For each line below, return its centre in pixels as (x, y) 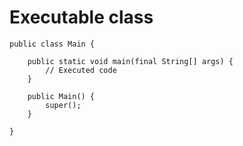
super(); (63, 105)
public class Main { (52, 44)
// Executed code (81, 70)
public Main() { (61, 96)
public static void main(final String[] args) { (130, 61)
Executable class (81, 17)
